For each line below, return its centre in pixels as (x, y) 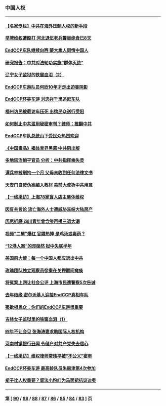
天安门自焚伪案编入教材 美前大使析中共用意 (49, 185)
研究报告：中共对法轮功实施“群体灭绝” (44, 62)
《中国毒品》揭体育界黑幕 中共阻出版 (42, 148)
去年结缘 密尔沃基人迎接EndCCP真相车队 (47, 294)
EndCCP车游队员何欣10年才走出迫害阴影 (46, 87)
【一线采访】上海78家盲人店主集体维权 (45, 197)
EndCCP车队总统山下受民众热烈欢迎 (42, 136)
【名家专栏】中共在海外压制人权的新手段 (46, 26)
